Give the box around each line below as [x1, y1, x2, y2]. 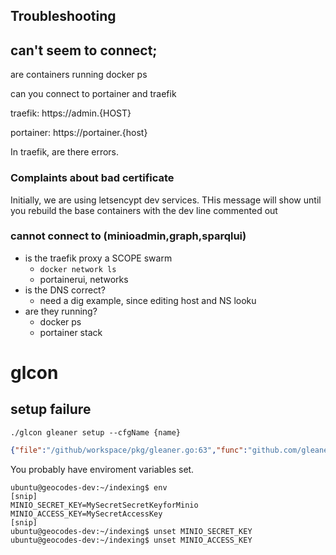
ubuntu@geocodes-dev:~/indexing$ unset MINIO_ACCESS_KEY [10, 535, 253, 545]
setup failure [10, 401, 92, 418]
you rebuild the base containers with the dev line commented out [10, 204, 278, 216]
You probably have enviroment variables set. [10, 463, 195, 475]
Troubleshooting [10, 8, 117, 25]
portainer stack [39, 326, 103, 338]
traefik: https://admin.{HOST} [10, 107, 132, 119]
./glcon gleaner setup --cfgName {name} [10, 427, 182, 438]
